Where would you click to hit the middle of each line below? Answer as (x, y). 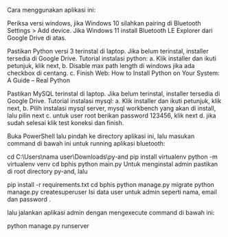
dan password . (29, 199)
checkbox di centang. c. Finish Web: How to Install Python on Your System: (113, 73)
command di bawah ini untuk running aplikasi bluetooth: (86, 143)
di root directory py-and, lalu (47, 171)
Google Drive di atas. (37, 38)
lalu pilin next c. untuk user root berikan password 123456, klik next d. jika (112, 115)
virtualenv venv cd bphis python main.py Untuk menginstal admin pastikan (113, 164)
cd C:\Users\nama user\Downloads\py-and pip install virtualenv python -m (112, 157)
